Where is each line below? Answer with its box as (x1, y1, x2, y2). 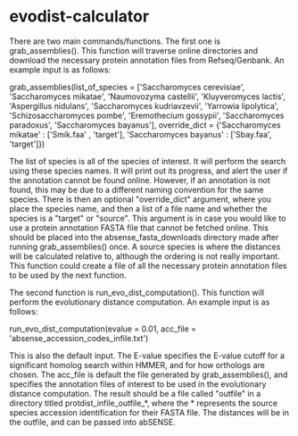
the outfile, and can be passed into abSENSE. (9, 416, 176, 427)
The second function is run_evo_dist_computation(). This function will (9, 287, 265, 298)
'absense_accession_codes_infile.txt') (9, 332, 149, 343)
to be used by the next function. (9, 270, 127, 281)
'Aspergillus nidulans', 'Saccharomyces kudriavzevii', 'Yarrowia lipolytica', (9, 100, 279, 111)
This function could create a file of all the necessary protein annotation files (9, 260, 287, 271)
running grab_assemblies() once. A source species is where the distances (9, 241, 281, 252)
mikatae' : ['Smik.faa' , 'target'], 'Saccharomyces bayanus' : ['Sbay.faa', (9, 129, 272, 139)
